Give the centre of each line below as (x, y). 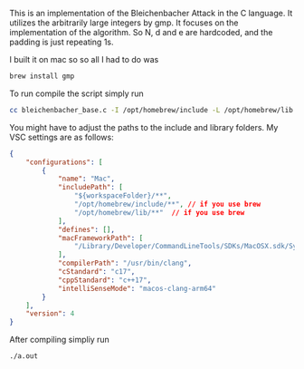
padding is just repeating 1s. (62, 42)
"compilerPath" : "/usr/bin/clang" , (125, 263)
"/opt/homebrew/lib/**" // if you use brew (159, 212)
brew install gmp (42, 76)
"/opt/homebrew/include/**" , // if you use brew (167, 204)
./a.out (24, 356)
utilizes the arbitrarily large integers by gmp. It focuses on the (124, 23)
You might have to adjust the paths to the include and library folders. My (144, 127)
